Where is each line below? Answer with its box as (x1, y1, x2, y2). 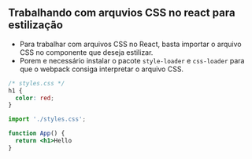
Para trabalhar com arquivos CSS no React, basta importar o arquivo (19, 39, 242, 49)
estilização (8, 19, 63, 32)
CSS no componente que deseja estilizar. (19, 47, 154, 57)
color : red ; (15, 94, 55, 102)
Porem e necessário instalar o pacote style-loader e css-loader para (19, 56, 245, 65)
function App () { (8, 129, 65, 138)
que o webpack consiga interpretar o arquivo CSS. (19, 64, 183, 74)
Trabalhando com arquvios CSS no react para (8, 6, 235, 20)
